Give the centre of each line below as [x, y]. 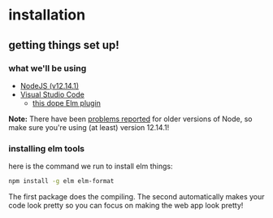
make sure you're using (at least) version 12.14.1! [89, 127]
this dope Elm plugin [67, 102]
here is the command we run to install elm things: [91, 166]
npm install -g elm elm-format [61, 181]
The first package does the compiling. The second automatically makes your [136, 197]
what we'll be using [48, 68]
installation [47, 15]
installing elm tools [47, 148]
